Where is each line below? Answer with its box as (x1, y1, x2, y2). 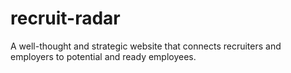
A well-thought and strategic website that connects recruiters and (10, 40, 282, 52)
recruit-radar (10, 7, 121, 30)
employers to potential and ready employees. (10, 50, 197, 62)
